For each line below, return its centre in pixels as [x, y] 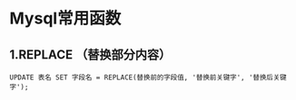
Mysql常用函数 [65, 18]
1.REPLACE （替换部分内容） [90, 55]
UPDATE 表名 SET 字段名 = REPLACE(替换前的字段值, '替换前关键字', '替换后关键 [148, 77]
